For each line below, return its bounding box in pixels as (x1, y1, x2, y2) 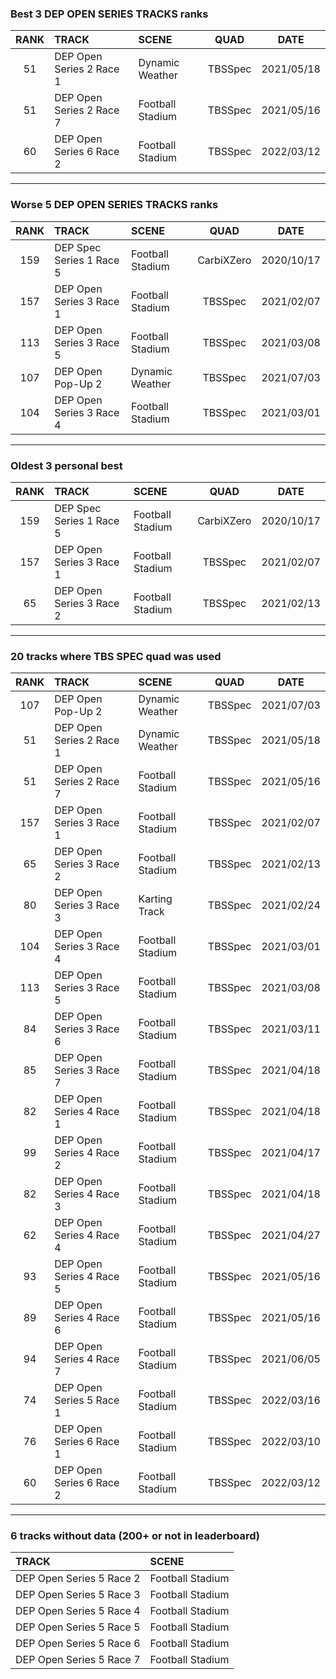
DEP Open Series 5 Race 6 (15, 1637, 141, 1651)
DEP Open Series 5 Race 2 (15, 1572, 141, 1586)
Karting (138, 892, 173, 906)
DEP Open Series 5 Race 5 (15, 1620, 141, 1634)
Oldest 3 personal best (10, 458, 123, 472)
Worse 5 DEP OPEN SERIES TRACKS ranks (10, 198, 219, 212)
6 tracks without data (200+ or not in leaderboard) (10, 1529, 260, 1543)
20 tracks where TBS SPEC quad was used (10, 649, 222, 663)
